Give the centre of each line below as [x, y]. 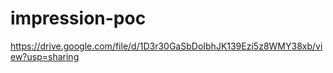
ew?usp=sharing [45, 56]
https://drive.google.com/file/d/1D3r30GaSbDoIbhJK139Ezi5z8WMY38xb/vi [166, 46]
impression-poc [78, 18]
